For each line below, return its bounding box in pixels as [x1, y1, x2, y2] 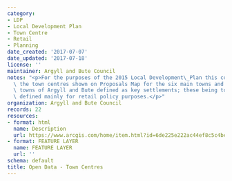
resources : [7, 112, 39, 119]
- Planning [7, 42, 39, 49]
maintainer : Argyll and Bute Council [7, 67, 116, 74]
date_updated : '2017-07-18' [7, 55, 88, 62]
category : [7, 10, 36, 17]
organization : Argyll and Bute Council [7, 100, 122, 107]
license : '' [7, 61, 41, 68]
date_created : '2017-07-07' [7, 49, 88, 56]
